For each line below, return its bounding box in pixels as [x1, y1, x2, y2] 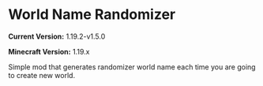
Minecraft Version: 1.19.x [8, 47, 90, 56]
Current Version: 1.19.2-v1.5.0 [8, 32, 106, 41]
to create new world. [8, 70, 76, 80]
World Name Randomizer [8, 6, 176, 24]
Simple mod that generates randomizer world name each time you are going [8, 62, 256, 72]
